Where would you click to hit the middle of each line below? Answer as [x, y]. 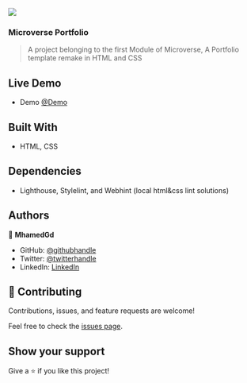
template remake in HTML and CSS [85, 58]
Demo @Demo [44, 103]
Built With [33, 127]
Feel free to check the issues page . [65, 327]
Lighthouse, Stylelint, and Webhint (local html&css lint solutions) [124, 190]
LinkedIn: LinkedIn [49, 267]
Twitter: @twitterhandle [58, 258]
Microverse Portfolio [49, 32]
